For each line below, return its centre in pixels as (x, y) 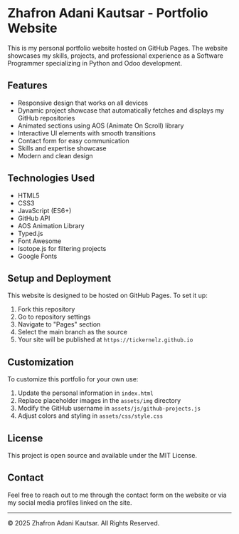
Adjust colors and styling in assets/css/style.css (90, 416)
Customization (41, 362)
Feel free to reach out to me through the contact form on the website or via (117, 495)
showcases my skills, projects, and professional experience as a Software (116, 56)
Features (27, 86)
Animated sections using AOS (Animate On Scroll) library (101, 125)
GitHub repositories (46, 118)
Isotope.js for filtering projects (62, 248)
